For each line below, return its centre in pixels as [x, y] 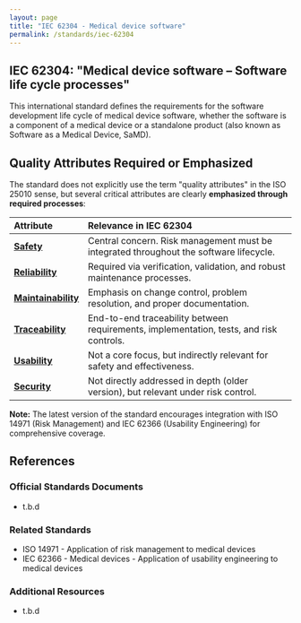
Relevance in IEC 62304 [140, 225]
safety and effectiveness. [141, 366]
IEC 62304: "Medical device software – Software [148, 70]
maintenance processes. [140, 277]
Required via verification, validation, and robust [187, 267]
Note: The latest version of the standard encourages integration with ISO [144, 414]
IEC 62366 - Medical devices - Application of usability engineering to [150, 558]
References [42, 461]
